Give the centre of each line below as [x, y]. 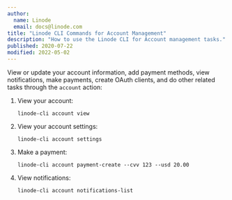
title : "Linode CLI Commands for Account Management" [87, 33]
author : [18, 14]
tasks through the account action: [55, 87]
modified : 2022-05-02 [39, 53]
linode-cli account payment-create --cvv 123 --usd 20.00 [103, 164]
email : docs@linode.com [48, 26]
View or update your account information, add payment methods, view [109, 72]
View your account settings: [57, 126]
